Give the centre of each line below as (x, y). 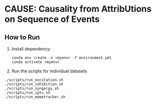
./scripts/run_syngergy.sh (32, 88)
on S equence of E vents (52, 19)
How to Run (22, 37)
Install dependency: (31, 49)
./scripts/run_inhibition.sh (34, 84)
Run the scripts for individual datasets (49, 71)
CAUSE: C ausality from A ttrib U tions (78, 9)
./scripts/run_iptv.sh (27, 93)
